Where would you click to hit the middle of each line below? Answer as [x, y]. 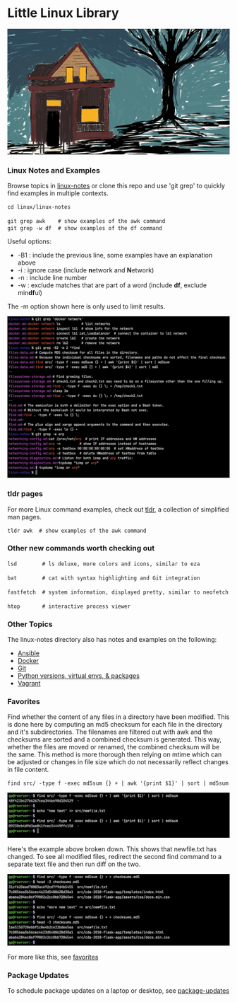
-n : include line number [52, 278]
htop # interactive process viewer [69, 606]
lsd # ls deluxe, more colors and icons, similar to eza [104, 564]
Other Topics [30, 624]
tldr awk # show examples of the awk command [77, 531]
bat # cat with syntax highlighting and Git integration [104, 578]
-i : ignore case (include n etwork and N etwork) [86, 270]
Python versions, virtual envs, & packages [78, 676]
